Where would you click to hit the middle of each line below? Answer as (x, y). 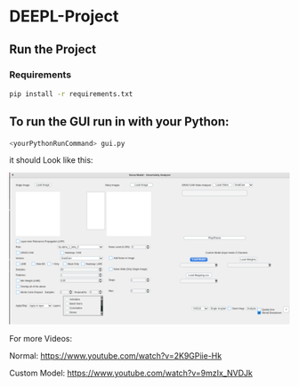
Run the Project (53, 49)
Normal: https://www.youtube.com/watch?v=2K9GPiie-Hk (116, 356)
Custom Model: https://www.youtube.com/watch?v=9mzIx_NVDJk (131, 373)
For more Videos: (41, 339)
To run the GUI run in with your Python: (119, 122)
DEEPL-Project (64, 16)
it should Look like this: (51, 160)
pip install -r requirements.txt (71, 94)
